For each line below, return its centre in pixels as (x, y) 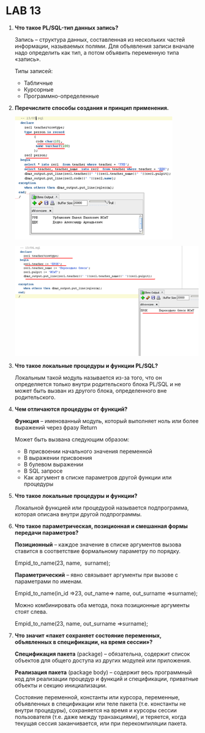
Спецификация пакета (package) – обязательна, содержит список (102, 654)
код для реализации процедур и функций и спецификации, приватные (106, 679)
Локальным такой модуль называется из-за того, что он (88, 378)
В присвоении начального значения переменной (88, 451)
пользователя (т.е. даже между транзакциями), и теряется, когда (100, 717)
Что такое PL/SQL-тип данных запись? (66, 28)
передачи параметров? (47, 533)
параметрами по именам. (49, 581)
